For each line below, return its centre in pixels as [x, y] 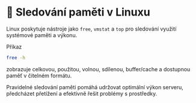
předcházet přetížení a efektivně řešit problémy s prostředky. [82, 93]
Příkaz [14, 47]
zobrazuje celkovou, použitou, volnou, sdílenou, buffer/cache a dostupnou [98, 69]
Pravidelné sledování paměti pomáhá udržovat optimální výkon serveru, [95, 87]
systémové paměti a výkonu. [42, 35]
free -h [16, 57]
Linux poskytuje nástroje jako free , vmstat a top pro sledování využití [91, 29]
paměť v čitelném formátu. [39, 75]
